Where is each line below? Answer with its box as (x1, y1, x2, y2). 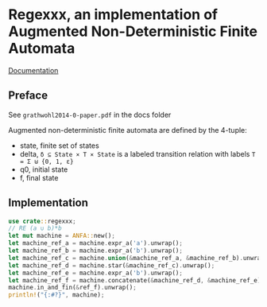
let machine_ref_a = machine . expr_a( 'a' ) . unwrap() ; (8, 239, 183, 247)
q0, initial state (19, 165, 68, 174)
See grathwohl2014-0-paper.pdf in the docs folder (8, 110, 172, 119)
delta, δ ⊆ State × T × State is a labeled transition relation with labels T (19, 149, 256, 158)
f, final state (19, 173, 59, 182)
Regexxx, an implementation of (8, 6, 219, 24)
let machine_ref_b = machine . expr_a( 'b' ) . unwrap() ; (8, 247, 183, 255)
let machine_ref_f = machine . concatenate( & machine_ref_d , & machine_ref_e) (8, 276, 261, 284)
